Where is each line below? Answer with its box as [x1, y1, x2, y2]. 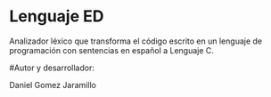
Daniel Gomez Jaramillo [9, 79, 96, 90]
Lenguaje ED [9, 6, 104, 27]
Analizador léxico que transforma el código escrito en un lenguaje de [9, 36, 263, 46]
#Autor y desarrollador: [9, 62, 95, 73]
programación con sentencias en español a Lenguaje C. [9, 44, 214, 55]
